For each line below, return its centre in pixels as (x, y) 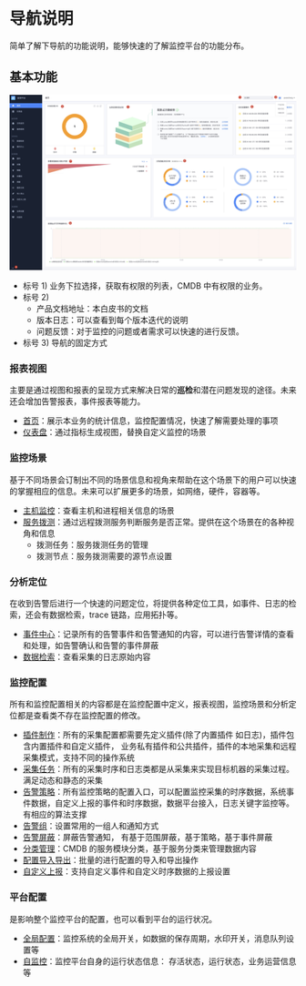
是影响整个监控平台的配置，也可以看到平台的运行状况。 (113, 919)
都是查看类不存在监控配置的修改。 (81, 716)
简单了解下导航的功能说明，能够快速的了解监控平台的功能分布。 (129, 46)
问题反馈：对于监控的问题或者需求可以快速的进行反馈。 (140, 331)
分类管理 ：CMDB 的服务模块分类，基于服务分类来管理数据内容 (139, 849)
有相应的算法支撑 (55, 815)
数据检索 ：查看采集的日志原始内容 (87, 657)
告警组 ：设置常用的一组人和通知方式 (91, 826)
